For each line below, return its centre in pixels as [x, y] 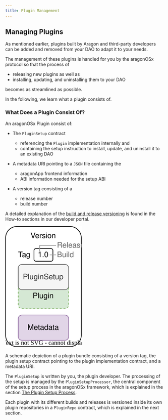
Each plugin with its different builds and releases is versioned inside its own [84, 402]
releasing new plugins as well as [46, 74]
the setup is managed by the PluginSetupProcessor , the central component [83, 382]
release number [36, 198]
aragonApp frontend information [53, 173]
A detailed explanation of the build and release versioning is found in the [80, 214]
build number [34, 204]
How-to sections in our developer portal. [47, 219]
